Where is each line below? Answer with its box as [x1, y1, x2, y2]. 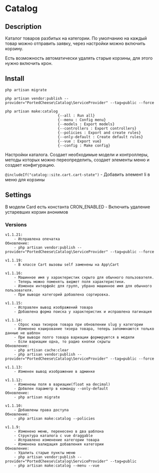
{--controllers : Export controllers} [57, 126, 137, 131]
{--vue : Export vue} [57, 139, 102, 144]
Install [5, 74, 24, 83]
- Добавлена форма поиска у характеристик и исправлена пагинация [14, 309, 152, 314]
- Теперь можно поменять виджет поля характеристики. [14, 279, 126, 284]
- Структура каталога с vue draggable [14, 433, 93, 438]
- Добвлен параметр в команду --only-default [14, 386, 109, 391]
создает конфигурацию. [5, 162, 55, 168]
